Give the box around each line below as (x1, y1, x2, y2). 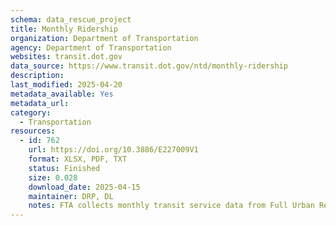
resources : (10, 126, 56, 136)
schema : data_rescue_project (10, 14, 132, 25)
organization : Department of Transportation (10, 33, 199, 43)
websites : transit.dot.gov (10, 52, 123, 62)
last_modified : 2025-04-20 (10, 80, 123, 90)
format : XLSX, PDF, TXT (28, 154, 128, 164)
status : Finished (28, 163, 101, 173)
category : (10, 107, 52, 118)
